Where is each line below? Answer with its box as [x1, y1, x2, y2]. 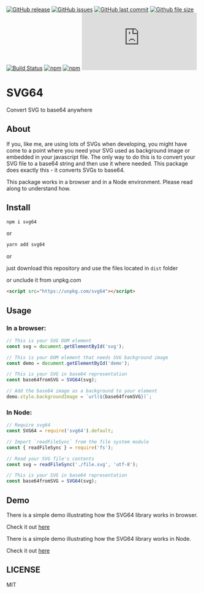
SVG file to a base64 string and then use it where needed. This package [6, 159, 188, 167]
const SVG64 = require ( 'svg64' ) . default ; [6, 428, 114, 434]
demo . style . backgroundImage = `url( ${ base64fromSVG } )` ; [6, 394, 152, 400]
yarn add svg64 [6, 242, 45, 248]
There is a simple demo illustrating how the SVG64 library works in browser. [6, 511, 198, 518]
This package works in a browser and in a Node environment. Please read [6, 178, 193, 185]
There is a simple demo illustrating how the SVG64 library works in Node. [6, 535, 192, 542]
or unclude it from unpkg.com [6, 277, 81, 284]
